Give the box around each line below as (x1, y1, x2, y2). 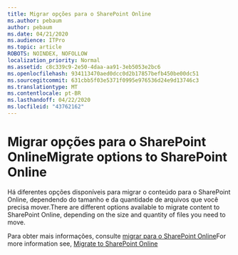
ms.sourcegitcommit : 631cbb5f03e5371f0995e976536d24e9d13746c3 (7, 76, 200, 84)
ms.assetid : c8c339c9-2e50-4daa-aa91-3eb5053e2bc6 (7, 63, 161, 71)
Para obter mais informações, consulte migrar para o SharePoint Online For (7, 231, 227, 240)
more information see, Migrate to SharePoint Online (7, 239, 158, 248)
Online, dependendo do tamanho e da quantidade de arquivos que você (7, 195, 219, 204)
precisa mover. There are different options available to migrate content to (7, 202, 220, 211)
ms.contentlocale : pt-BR (7, 90, 81, 97)
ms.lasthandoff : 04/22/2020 (7, 97, 91, 104)
